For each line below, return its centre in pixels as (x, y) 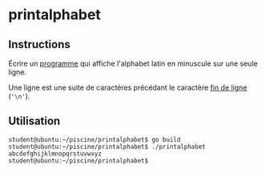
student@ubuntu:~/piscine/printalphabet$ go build (95, 139)
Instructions (39, 44)
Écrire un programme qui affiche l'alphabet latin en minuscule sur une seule (133, 63)
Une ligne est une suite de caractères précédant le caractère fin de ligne (128, 87)
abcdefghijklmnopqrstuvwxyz (55, 154)
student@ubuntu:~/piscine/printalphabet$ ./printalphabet (107, 147)
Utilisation (34, 121)
